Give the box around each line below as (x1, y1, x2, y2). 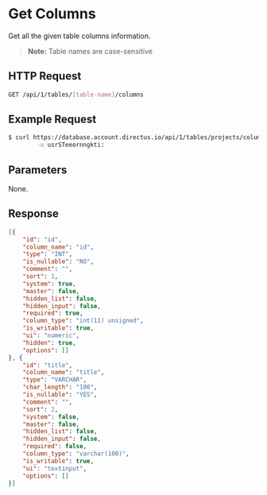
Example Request (8, 113, 97, 126)
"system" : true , (22, 280, 77, 288)
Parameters (8, 163, 68, 176)
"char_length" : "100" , (22, 383, 98, 392)
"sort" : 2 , (22, 405, 59, 413)
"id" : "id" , (22, 235, 62, 243)
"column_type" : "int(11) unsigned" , (22, 317, 145, 325)
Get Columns (8, 5, 97, 23)
